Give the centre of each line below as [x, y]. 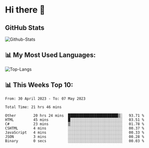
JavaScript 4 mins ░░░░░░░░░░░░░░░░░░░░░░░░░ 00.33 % [75, 133]
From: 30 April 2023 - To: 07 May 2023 [45, 99]
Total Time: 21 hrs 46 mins [33, 107]
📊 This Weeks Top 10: [39, 85]
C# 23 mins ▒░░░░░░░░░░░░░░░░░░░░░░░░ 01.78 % [75, 124]
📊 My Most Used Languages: [50, 55]
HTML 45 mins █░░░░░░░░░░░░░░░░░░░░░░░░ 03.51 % [75, 120]
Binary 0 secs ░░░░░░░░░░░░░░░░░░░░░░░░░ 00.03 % [75, 141]
